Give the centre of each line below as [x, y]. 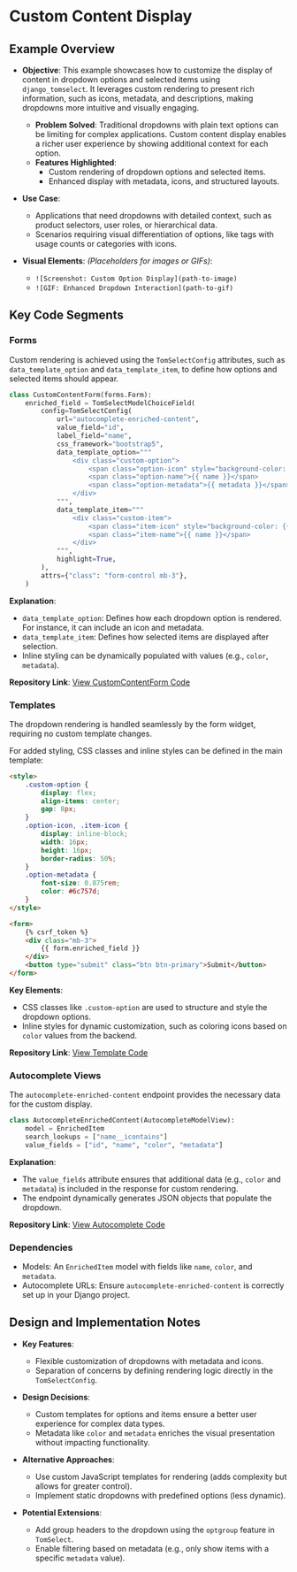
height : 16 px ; [67, 850]
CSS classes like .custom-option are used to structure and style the [145, 1007]
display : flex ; [69, 793]
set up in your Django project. [76, 1295]
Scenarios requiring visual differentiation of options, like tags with [154, 234]
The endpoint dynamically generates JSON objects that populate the [147, 1198]
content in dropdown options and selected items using [121, 80]
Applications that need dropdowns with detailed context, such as [153, 215]
